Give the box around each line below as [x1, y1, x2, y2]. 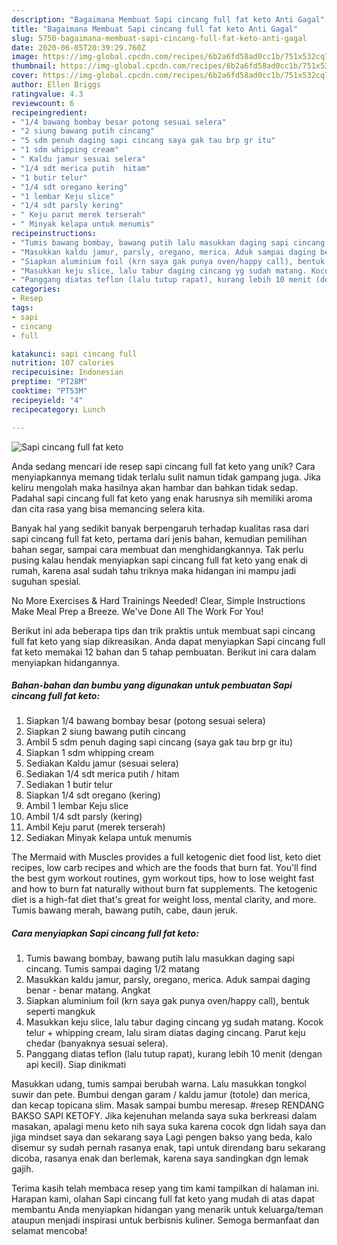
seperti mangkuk [25, 1006, 96, 1018]
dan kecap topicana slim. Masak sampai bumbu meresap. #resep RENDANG [11, 1099, 325, 1111]
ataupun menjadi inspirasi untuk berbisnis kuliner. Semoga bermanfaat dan [11, 1214, 320, 1226]
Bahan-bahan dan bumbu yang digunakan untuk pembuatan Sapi [11, 679, 293, 691]
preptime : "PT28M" [11, 377, 88, 387]
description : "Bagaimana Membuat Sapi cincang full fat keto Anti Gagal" [11, 14, 326, 25]
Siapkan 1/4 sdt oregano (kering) [25, 789, 161, 801]
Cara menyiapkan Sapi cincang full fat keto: [11, 927, 199, 940]
